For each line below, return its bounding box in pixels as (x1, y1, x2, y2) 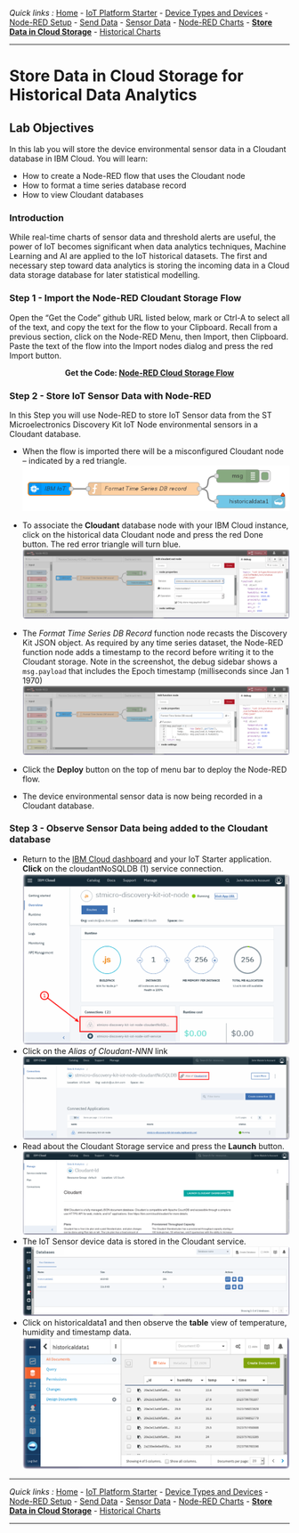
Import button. (9, 350, 62, 361)
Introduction (9, 211, 64, 223)
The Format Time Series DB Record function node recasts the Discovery (21, 628, 287, 638)
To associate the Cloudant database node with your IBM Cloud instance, (21, 520, 289, 531)
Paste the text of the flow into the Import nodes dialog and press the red (9, 340, 274, 351)
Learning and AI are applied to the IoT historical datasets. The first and (9, 251, 268, 262)
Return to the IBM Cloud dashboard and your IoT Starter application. (21, 854, 272, 864)
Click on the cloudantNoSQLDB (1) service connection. (21, 863, 224, 873)
